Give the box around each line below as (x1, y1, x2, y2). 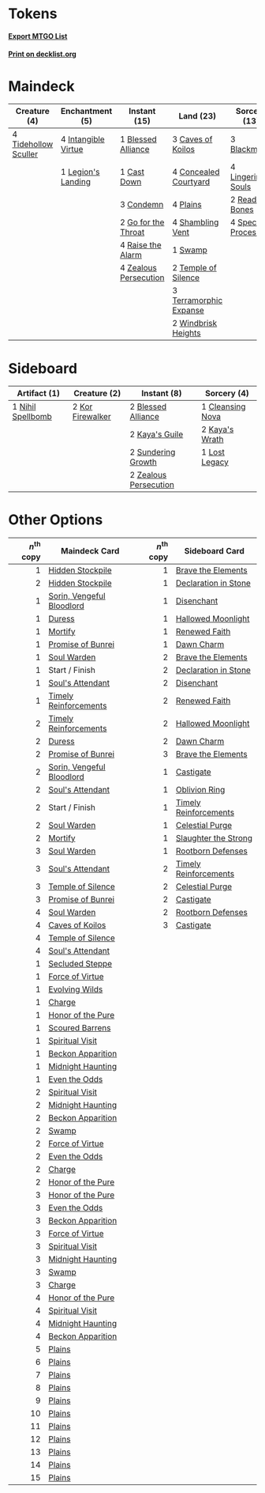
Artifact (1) (17, 388, 61, 399)
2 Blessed (129, 401, 167, 412)
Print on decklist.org (8, 49, 77, 59)
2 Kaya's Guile (129, 429, 184, 440)
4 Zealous (119, 263, 158, 274)
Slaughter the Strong (176, 832, 253, 843)
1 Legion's (60, 167, 100, 178)
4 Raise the (119, 240, 162, 251)
